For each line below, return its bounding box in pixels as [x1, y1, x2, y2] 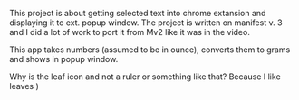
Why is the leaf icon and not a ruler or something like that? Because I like [9, 71, 281, 82]
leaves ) [9, 81, 39, 91]
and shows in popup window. [9, 54, 119, 64]
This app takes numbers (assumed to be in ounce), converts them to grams [9, 44, 291, 55]
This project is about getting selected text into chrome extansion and [9, 8, 266, 18]
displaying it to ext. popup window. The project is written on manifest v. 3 [9, 17, 283, 28]
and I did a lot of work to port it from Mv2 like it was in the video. [9, 27, 251, 37]
